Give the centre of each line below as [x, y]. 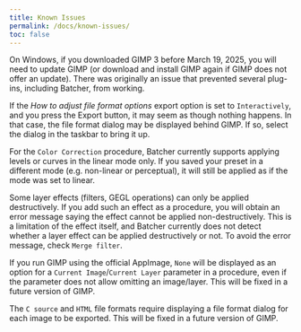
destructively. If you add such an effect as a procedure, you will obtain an [145, 207]
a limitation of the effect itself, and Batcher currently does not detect [135, 226]
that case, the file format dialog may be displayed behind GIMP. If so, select [149, 125]
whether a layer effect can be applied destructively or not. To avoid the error [150, 236]
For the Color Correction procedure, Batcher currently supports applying [145, 152]
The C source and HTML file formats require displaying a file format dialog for [149, 309]
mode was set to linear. [52, 180]
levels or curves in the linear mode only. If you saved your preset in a [137, 162]
